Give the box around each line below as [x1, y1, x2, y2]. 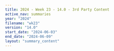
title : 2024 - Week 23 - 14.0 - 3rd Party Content [5, 7, 110, 12]
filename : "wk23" [5, 20, 40, 26]
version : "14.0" [5, 25, 38, 30]
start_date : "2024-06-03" [5, 30, 57, 34]
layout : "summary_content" [5, 39, 60, 44]
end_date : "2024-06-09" [5, 34, 53, 39]
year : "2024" [5, 16, 32, 21]
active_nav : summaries [5, 12, 51, 17]
